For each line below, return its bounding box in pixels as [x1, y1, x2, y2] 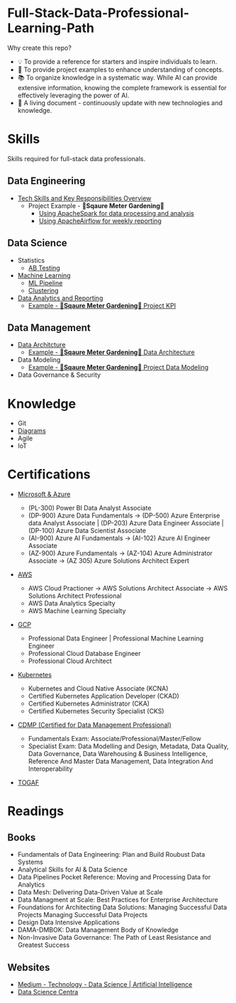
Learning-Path [7, 20, 94, 36]
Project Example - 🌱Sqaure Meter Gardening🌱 [28, 201, 164, 210]
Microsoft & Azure [17, 490, 71, 498]
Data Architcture [17, 341, 66, 349]
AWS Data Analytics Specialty [28, 599, 116, 608]
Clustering [28, 286, 59, 295]
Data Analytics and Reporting [17, 293, 103, 302]
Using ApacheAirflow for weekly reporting [38, 217, 162, 225]
